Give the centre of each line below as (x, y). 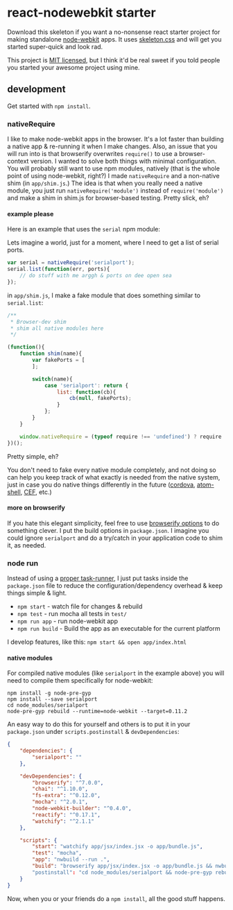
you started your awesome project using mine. (74, 67)
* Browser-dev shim (38, 322)
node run (23, 563)
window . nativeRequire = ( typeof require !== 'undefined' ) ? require (121, 437)
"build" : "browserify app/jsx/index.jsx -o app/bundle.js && (122, 866)
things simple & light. (37, 593)
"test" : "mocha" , (57, 853)
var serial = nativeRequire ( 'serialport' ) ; (71, 263)
